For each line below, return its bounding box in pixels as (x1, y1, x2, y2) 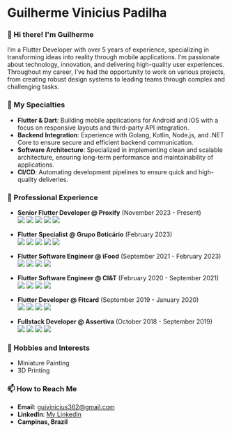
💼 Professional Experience (7, 192, 99, 202)
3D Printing (17, 366, 50, 374)
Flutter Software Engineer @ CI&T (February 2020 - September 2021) (17, 274, 219, 282)
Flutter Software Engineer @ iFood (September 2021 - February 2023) (17, 252, 222, 261)
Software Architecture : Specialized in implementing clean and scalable (17, 145, 223, 154)
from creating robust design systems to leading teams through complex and (7, 75, 225, 84)
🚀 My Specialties (7, 100, 65, 109)
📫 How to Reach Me (7, 384, 77, 394)
